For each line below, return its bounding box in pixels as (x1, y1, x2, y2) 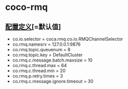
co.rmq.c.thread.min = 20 (12, 68, 66, 74)
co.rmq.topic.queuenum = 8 (12, 47, 71, 52)
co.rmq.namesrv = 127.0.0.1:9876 (12, 41, 81, 47)
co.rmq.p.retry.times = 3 (12, 73, 63, 79)
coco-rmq (5, 1, 48, 13)
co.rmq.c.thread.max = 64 (12, 63, 67, 68)
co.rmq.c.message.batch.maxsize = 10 (12, 57, 93, 63)
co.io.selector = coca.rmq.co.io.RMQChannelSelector (12, 36, 123, 42)
